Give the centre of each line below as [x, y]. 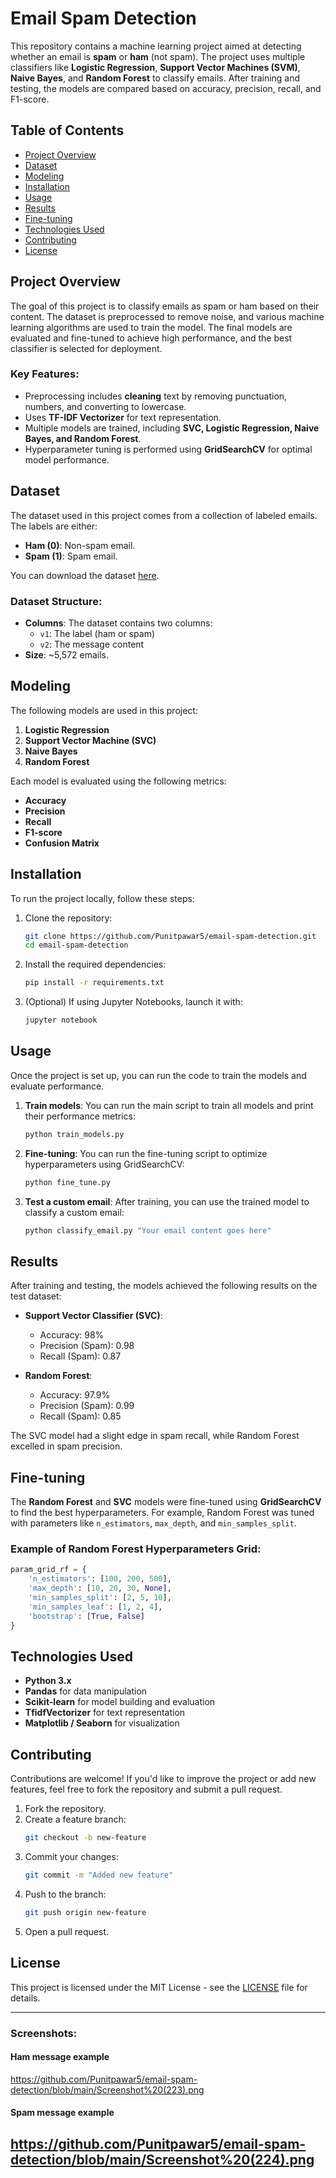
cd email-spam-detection [76, 945]
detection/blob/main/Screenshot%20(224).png [162, 2159]
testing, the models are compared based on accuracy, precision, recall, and [166, 88]
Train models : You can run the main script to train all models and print [169, 1105]
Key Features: [45, 374]
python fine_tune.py [67, 1182]
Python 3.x [48, 1681]
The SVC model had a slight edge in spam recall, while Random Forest [155, 1436]
